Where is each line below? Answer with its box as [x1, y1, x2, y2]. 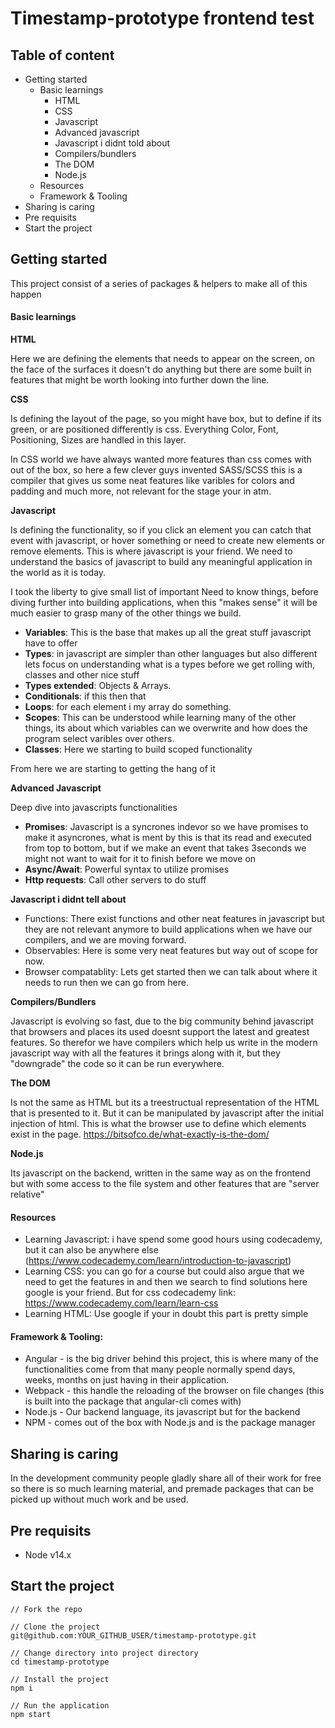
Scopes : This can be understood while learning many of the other [24, 712, 297, 724]
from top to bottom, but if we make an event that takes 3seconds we [24, 842, 307, 854]
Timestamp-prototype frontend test [10, 7, 315, 30]
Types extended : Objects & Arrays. [24, 680, 172, 692]
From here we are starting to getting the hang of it [10, 763, 216, 775]
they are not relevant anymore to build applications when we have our [24, 923, 313, 936]
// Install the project [10, 1674, 110, 1684]
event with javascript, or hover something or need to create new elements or [10, 535, 325, 547]
